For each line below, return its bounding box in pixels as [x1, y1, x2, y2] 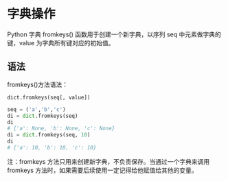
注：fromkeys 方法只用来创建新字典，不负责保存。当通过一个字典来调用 [7, 157, 210, 165]
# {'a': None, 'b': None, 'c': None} [7, 125, 115, 132]
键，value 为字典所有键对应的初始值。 [7, 38, 115, 47]
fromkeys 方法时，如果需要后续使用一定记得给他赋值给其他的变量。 [7, 166, 198, 174]
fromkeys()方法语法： [7, 80, 69, 88]
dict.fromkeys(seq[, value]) [7, 94, 91, 101]
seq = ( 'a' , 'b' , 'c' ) [7, 106, 67, 113]
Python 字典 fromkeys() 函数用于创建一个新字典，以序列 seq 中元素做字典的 [7, 30, 221, 38]
